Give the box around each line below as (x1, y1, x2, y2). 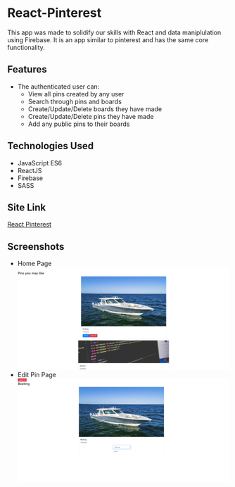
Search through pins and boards (27, 97, 122, 106)
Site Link (7, 201, 46, 213)
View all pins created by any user (27, 89, 125, 98)
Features (7, 63, 47, 75)
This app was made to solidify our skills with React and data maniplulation (7, 28, 222, 37)
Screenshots (7, 241, 65, 253)
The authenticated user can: (17, 82, 100, 91)
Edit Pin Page (17, 371, 56, 379)
